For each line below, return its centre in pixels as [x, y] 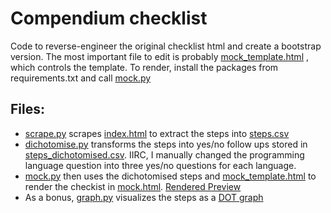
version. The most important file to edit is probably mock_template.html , [160, 56]
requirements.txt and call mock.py [81, 78]
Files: [27, 109]
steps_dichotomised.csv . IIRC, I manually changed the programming [164, 154]
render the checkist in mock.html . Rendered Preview [133, 186]
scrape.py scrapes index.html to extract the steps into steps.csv [157, 133]
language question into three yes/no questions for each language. [160, 165]
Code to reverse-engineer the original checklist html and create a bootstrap [166, 46]
